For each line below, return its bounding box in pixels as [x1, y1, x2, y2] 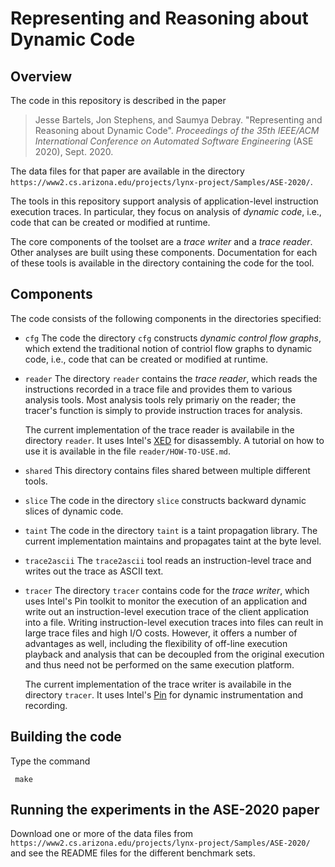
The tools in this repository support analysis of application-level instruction [10, 195, 319, 207]
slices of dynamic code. [24, 505, 124, 517]
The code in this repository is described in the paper [10, 95, 227, 106]
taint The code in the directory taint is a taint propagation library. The [24, 524, 318, 536]
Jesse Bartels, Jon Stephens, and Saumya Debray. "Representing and [34, 114, 323, 126]
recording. [24, 699, 68, 711]
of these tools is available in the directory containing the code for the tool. [10, 257, 315, 269]
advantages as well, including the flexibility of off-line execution [24, 637, 288, 649]
